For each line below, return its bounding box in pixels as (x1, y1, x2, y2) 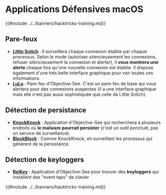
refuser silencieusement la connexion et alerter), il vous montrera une (12, 59, 159, 65)
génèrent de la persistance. (12, 140, 70, 147)
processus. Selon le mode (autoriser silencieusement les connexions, (12, 54, 157, 60)
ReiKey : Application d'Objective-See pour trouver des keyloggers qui (12, 169, 159, 175)
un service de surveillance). (12, 130, 71, 136)
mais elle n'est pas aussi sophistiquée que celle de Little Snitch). (12, 91, 147, 97)
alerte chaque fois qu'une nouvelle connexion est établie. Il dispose (12, 64, 154, 70)
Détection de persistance (5, 106, 87, 115)
